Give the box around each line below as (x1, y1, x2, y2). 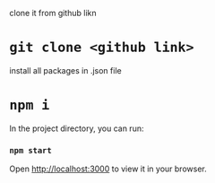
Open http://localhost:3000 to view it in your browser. (9, 163, 208, 174)
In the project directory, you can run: (9, 123, 144, 134)
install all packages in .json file (9, 65, 123, 75)
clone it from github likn (9, 8, 97, 18)
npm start (9, 145, 52, 155)
